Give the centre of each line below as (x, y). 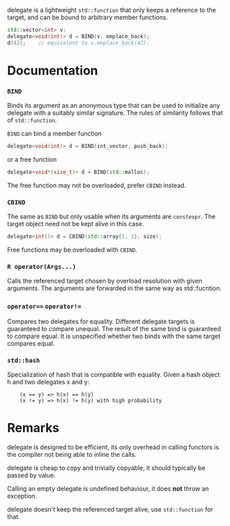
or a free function (32, 159)
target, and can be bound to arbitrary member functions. (87, 17)
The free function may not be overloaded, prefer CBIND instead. (97, 185)
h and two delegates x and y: (48, 382)
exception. (22, 496)
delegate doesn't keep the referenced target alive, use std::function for (110, 509)
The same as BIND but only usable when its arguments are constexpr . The (112, 216)
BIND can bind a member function (55, 133)
